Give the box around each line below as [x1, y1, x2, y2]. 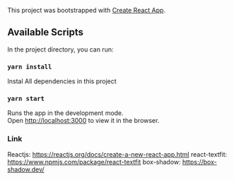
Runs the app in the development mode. [7, 109, 124, 117]
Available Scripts [7, 26, 83, 38]
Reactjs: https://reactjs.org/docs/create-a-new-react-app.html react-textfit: [7, 150, 228, 158]
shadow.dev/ [7, 165, 45, 174]
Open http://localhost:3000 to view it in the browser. [7, 116, 160, 125]
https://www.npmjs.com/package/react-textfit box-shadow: [7, 157, 182, 166]
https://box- [182, 157, 217, 166]
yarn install [7, 63, 52, 71]
